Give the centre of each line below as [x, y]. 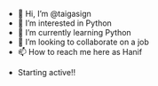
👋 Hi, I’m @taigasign [54, 14]
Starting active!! [47, 72]
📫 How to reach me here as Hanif [80, 52]
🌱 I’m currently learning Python [74, 32]
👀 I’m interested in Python [65, 23]
